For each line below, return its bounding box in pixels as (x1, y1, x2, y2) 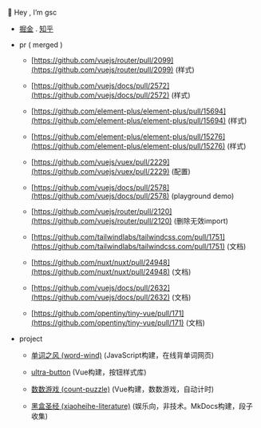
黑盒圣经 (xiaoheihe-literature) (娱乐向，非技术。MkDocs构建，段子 (30, 402, 253, 410)
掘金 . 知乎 (18, 24, 53, 34)
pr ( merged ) (18, 40, 63, 50)
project (18, 334, 43, 343)
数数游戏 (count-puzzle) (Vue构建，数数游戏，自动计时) (30, 384, 215, 394)
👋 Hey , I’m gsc (7, 8, 57, 17)
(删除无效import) (173, 216, 229, 225)
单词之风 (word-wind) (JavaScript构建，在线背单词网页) (30, 351, 215, 359)
